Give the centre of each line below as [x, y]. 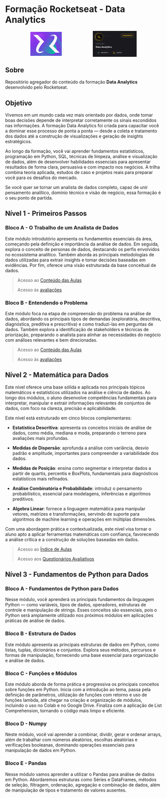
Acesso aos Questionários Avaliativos [56, 559]
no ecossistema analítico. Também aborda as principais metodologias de [80, 254]
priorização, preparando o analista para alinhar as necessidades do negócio [83, 335]
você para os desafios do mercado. [42, 178]
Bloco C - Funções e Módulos [41, 673]
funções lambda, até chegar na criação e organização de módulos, [74, 700]
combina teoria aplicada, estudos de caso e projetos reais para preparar [79, 172]
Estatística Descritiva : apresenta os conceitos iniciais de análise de [82, 427]
